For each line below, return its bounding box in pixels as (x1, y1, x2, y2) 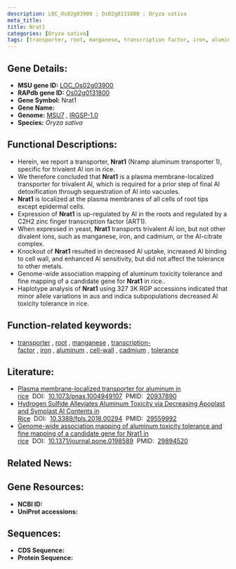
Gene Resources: (7, 481, 84, 493)
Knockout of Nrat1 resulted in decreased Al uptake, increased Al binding (17, 247, 227, 255)
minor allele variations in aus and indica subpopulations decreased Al (17, 292, 218, 300)
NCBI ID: (17, 499, 44, 508)
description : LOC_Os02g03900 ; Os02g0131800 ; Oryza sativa (7, 10, 188, 18)
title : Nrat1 (7, 23, 46, 30)
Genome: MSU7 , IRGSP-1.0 (17, 110, 98, 119)
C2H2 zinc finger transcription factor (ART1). (17, 217, 147, 225)
